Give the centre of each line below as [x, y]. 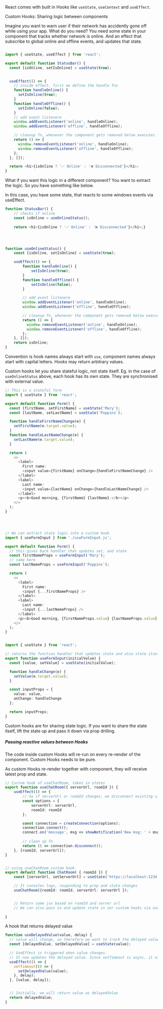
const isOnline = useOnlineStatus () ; [52, 218]
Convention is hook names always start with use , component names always [80, 356]
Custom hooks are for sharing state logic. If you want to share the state [76, 726]
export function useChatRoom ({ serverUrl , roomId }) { [62, 787]
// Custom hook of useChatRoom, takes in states [55, 783]
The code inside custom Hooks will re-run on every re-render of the [73, 754]
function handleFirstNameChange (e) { [48, 422]
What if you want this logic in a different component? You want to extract [78, 180]
